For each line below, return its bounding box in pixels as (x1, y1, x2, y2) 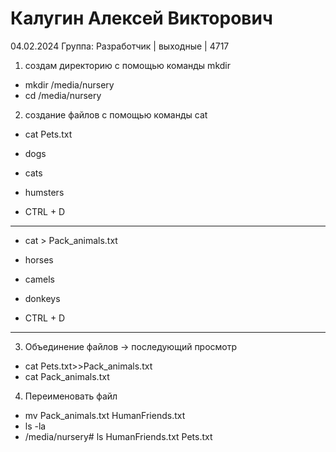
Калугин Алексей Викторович (10, 7, 273, 30)
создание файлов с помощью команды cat (24, 108, 208, 121)
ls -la (24, 420, 47, 432)
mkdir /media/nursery (24, 78, 115, 91)
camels (24, 273, 55, 285)
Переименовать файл (24, 390, 118, 402)
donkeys (24, 292, 61, 304)
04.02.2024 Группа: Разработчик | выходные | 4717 (10, 40, 230, 52)
